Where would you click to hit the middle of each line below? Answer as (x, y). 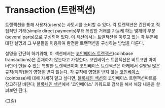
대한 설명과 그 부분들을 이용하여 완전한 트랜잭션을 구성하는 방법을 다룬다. (75, 43)
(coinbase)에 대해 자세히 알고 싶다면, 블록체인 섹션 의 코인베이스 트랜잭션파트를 (81, 78)
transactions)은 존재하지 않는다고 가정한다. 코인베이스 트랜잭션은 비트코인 (76, 59)
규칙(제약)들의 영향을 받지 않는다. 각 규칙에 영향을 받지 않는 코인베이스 (72, 72)
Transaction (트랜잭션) (50, 10)
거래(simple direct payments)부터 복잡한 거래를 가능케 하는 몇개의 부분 (87, 30)
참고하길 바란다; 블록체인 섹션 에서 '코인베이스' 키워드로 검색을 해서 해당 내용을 (80, 84)
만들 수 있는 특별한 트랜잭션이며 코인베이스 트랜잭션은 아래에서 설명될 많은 (89, 66)
